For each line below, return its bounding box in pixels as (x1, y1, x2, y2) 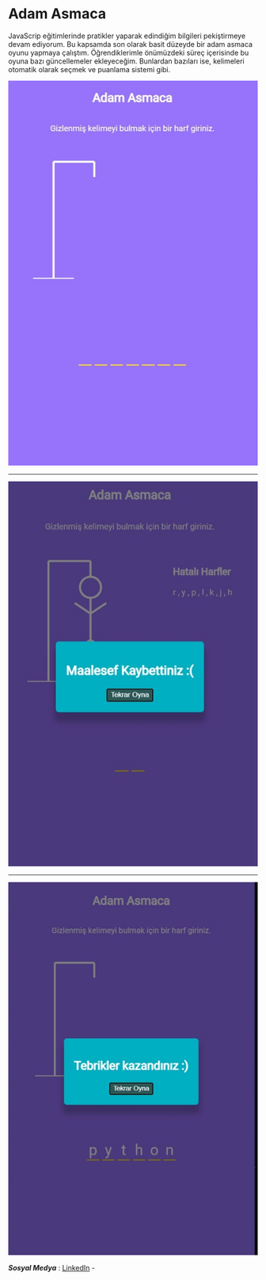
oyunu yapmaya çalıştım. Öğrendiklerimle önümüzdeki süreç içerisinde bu (8, 48, 249, 57)
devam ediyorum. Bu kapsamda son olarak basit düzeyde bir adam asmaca (8, 39, 253, 48)
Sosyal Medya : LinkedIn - (8, 1263, 96, 1272)
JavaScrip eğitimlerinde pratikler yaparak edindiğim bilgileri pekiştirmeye (8, 31, 246, 40)
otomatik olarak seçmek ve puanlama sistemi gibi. (8, 64, 171, 74)
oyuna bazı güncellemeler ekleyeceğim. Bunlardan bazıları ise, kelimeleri (8, 56, 245, 66)
